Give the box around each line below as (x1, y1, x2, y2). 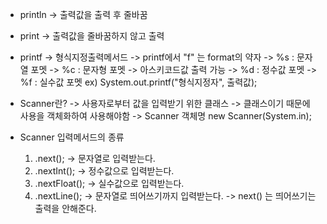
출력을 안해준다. (34, 203, 97, 214)
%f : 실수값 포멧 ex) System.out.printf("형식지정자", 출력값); (19, 76, 258, 88)
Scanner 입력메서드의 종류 (19, 131, 125, 143)
